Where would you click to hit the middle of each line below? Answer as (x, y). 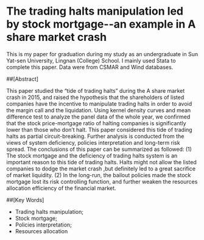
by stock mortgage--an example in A (101, 24)
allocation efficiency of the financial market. (62, 188)
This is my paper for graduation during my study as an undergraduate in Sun (102, 54)
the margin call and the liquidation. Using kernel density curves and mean (99, 110)
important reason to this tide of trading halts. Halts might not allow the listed (101, 162)
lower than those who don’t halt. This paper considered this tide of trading (100, 129)
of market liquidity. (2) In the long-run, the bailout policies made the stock (99, 175)
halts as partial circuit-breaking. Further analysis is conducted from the (95, 136)
